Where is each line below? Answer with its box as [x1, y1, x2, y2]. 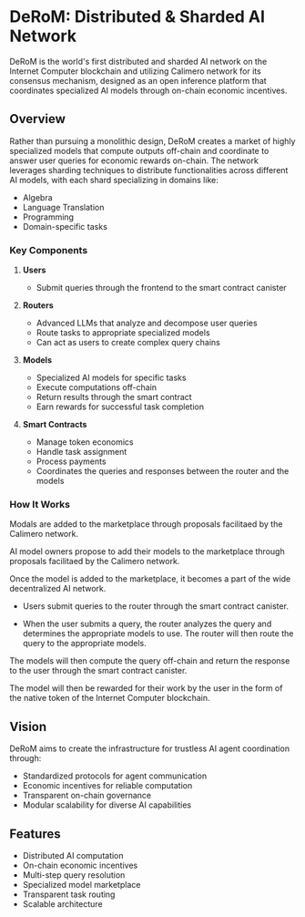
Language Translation [22, 201, 105, 212]
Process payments [36, 456, 107, 467]
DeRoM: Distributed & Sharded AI [9, 6, 266, 27]
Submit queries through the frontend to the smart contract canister [36, 283, 287, 294]
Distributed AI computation [22, 850, 125, 860]
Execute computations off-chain [36, 382, 158, 393]
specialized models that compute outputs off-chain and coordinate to [9, 145, 269, 156]
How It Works [9, 498, 71, 510]
